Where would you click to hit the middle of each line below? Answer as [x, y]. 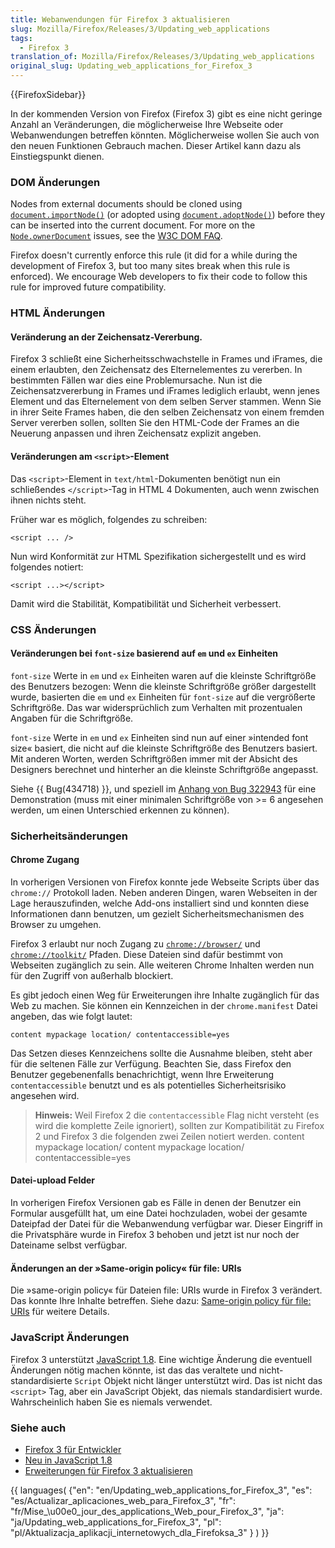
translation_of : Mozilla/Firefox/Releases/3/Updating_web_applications [162, 57]
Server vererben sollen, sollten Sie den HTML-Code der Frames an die [155, 423]
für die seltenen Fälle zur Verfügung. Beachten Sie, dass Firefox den [151, 1063]
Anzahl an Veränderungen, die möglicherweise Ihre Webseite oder [147, 124]
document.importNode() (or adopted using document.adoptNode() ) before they [168, 215]
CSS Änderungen [53, 629]
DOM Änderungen [55, 182]
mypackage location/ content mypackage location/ [139, 1147]
